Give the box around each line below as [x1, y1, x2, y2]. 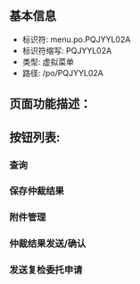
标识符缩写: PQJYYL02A [21, 45, 112, 56]
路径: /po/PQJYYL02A [21, 67, 104, 78]
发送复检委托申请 [9, 263, 83, 276]
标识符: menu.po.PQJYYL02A [21, 34, 131, 45]
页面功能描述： [9, 97, 92, 112]
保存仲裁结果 [9, 185, 65, 197]
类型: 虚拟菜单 [21, 56, 74, 67]
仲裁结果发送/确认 [9, 237, 86, 250]
